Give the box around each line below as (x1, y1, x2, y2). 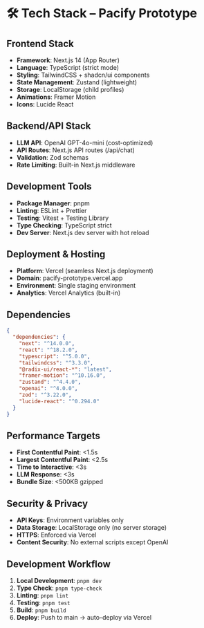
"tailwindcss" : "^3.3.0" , (19, 359, 94, 367)
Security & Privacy (6, 497, 89, 509)
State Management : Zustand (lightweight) (16, 78, 138, 86)
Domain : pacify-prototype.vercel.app (16, 274, 123, 282)
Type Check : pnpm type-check (16, 584, 102, 592)
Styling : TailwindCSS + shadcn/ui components (16, 71, 150, 79)
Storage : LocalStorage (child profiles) (16, 86, 124, 93)
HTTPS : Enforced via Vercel (16, 530, 97, 539)
